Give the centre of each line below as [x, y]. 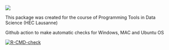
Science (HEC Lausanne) [31, 23]
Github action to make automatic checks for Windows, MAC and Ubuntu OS [85, 33]
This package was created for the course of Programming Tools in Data [80, 17]
